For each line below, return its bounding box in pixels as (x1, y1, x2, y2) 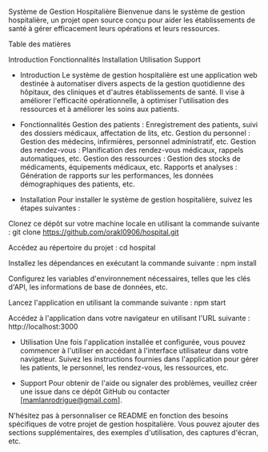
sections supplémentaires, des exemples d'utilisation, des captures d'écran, (8, 428, 258, 437)
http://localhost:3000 (8, 322, 78, 331)
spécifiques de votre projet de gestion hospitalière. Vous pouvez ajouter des (8, 419, 260, 429)
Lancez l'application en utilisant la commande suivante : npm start (8, 298, 226, 307)
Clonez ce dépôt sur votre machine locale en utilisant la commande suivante (8, 219, 260, 228)
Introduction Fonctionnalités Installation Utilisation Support (8, 55, 202, 64)
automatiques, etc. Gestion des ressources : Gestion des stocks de (19, 154, 242, 163)
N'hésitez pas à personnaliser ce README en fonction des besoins (8, 411, 229, 420)
